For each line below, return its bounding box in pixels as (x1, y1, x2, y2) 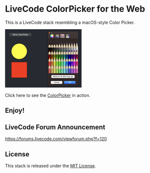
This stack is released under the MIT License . (5, 163, 96, 169)
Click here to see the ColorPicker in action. (5, 92, 91, 98)
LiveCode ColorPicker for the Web (5, 3, 146, 15)
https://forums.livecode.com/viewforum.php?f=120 (5, 136, 107, 142)
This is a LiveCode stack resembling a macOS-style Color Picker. (5, 19, 135, 25)
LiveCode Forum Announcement (5, 123, 105, 131)
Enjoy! (5, 106, 25, 115)
